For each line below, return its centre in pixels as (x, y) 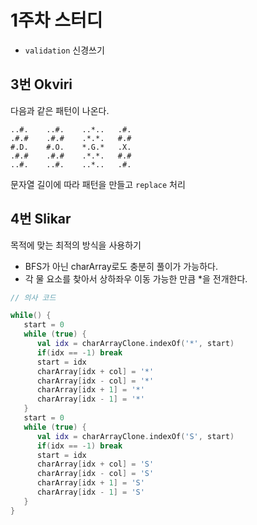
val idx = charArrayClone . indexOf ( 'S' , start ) (135, 436)
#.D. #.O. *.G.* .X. (71, 147)
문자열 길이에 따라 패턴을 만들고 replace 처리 (98, 184)
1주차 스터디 (56, 20)
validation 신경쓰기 (64, 50)
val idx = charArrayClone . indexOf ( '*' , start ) (135, 344)
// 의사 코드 (33, 297)
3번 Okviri (41, 84)
